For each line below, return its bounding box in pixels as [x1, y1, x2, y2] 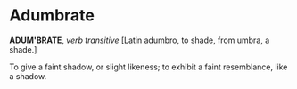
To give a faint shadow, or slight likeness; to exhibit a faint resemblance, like [9, 61, 288, 72]
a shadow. [9, 70, 47, 81]
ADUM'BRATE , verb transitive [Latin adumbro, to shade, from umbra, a [9, 35, 270, 45]
